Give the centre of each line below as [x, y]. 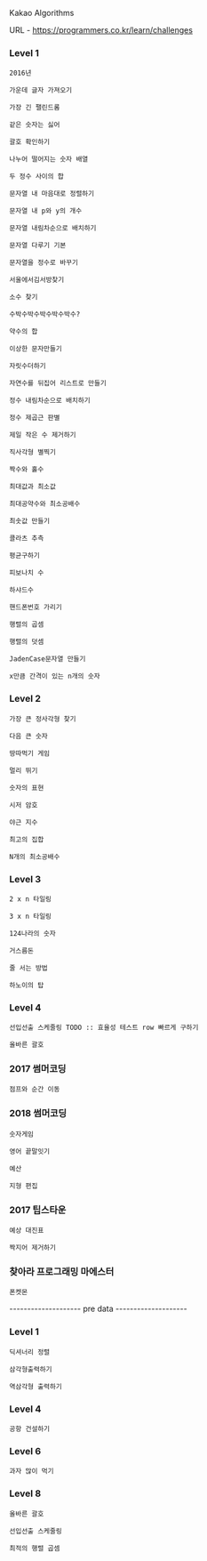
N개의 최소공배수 [35, 857]
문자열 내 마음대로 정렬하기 [52, 194]
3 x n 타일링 [30, 916]
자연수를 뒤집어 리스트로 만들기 [58, 383]
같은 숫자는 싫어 [35, 125]
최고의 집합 [27, 840]
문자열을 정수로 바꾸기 [44, 263]
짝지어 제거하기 [32, 1248]
